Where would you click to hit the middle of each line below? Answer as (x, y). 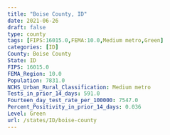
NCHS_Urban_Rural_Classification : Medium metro (79, 87)
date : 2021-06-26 (33, 21)
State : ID (22, 61)
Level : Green (27, 114)
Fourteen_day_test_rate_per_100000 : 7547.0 (73, 101)
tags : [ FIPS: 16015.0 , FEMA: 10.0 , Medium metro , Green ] (85, 41)
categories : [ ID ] (33, 47)
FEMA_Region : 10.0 (34, 74)
